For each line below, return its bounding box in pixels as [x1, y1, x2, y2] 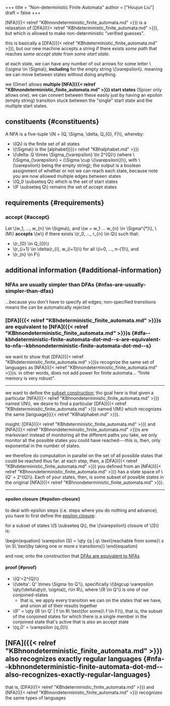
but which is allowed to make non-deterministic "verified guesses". [5, 30, 145, 36]
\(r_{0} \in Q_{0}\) [12, 240, 50, 246]
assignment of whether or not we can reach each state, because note [12, 167, 158, 174]
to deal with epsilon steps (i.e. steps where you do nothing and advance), [5, 507, 158, 513]
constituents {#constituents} [5, 118, 100, 126]
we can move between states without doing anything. [5, 71, 117, 78]
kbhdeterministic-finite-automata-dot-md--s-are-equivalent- [5, 336, 161, 343]
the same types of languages [5, 694, 66, 701]
